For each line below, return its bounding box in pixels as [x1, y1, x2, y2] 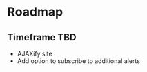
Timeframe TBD [7, 32, 77, 43]
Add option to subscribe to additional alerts [17, 57, 140, 65]
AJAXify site [17, 49, 53, 58]
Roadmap [7, 4, 63, 20]
